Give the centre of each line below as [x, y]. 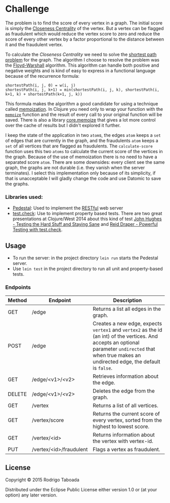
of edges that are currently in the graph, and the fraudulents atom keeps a [82, 140]
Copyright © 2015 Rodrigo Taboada [42, 480]
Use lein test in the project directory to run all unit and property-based [88, 269]
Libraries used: [24, 197]
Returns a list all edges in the [127, 309]
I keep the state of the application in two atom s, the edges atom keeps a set [83, 135]
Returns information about [124, 435]
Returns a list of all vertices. [125, 406]
